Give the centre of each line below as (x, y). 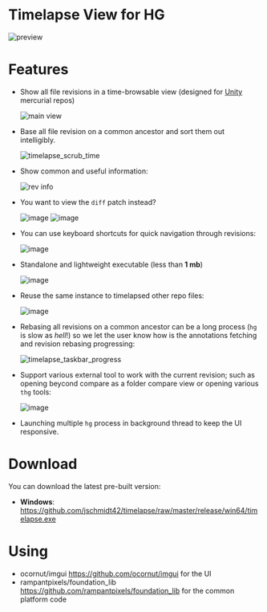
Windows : (37, 502)
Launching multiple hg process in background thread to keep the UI (131, 422)
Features (38, 69)
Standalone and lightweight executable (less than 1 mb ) (111, 264)
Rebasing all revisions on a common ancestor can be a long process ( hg (138, 326)
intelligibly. (38, 140)
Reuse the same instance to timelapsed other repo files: (112, 296)
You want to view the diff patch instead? (88, 202)
